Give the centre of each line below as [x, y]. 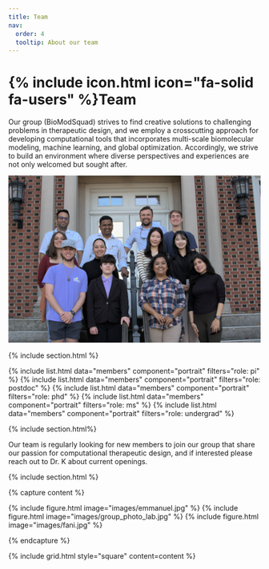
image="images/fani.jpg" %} [55, 525]
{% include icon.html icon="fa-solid [131, 83]
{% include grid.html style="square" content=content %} [102, 555]
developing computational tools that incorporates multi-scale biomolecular [131, 139]
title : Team [28, 17]
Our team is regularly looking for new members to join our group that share [132, 444]
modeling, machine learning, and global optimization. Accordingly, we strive [133, 147]
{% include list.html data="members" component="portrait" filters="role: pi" [134, 371]
